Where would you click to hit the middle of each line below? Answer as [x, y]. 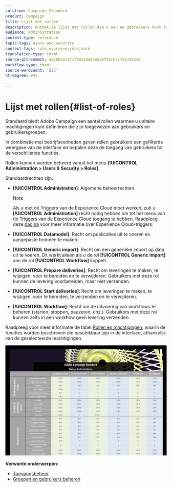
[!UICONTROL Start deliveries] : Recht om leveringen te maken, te [82, 291]
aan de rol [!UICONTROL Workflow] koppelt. [60, 260]
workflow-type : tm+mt [28, 65]
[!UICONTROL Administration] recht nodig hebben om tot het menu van [89, 213]
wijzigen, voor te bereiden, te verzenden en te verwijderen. [75, 297]
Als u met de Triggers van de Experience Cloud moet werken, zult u [84, 208]
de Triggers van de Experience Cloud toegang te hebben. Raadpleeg [85, 219]
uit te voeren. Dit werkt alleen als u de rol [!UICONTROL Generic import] [89, 255]
